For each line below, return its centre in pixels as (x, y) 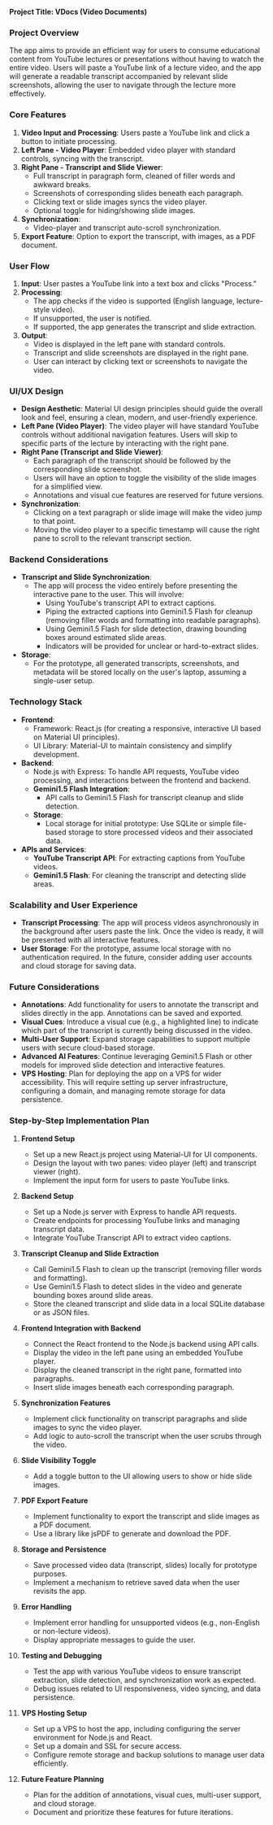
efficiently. (51, 1763)
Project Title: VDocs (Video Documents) (78, 12)
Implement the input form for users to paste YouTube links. (131, 1180)
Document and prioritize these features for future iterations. (133, 1812)
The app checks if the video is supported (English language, (134, 301)
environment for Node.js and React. (93, 1737)
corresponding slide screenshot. (87, 469)
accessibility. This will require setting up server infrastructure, (124, 1082)
